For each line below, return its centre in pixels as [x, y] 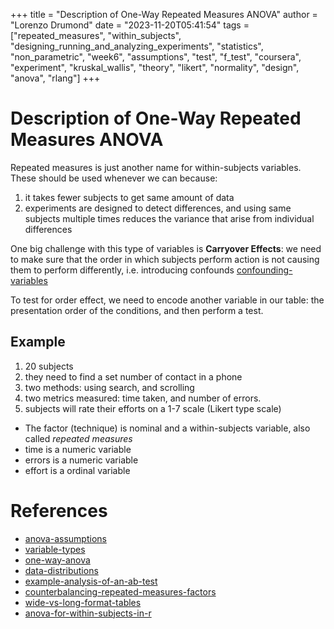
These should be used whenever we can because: [114, 178]
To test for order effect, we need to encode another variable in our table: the [167, 300]
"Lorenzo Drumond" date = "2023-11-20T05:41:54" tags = [130, 25]
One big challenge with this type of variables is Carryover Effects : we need [166, 248]
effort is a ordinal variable [77, 470]
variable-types [55, 549]
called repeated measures [78, 438]
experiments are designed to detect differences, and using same [158, 208]
